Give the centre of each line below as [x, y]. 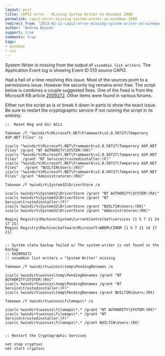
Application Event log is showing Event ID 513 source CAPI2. [66, 70]
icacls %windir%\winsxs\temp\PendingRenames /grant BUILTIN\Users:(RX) [80, 292]
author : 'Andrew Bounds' [30, 28]
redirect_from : [21, 23]
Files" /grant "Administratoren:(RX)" [45, 176]
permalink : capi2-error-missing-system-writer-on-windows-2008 [71, 19]
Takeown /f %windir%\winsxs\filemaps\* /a [49, 301]
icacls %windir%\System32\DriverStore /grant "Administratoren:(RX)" [78, 210]
